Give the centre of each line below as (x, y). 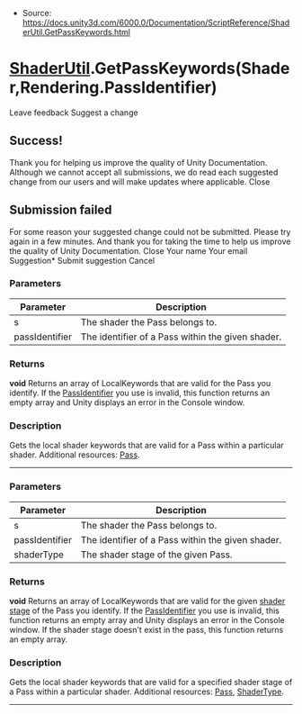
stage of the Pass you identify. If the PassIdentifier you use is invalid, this (145, 610)
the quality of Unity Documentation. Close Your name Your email (129, 250)
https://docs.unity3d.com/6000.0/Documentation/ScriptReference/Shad (156, 23)
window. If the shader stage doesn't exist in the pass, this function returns (147, 630)
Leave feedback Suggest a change (74, 113)
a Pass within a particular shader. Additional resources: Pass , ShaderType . (147, 691)
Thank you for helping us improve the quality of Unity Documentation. (138, 162)
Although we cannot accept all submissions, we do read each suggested (144, 172)
